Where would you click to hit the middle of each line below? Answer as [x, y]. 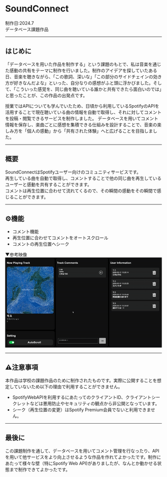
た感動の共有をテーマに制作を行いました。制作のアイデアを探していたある [81, 70]
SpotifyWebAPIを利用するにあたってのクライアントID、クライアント [82, 397]
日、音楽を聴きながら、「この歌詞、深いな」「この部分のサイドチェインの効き [83, 77]
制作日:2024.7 [20, 23]
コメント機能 [25, 232]
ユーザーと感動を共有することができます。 [48, 184]
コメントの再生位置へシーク [41, 244]
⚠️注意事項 [22, 368]
